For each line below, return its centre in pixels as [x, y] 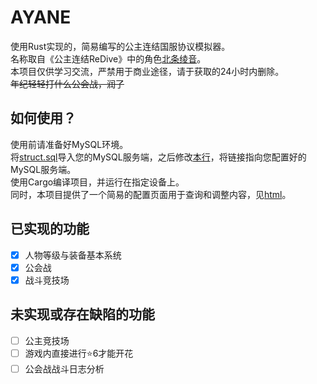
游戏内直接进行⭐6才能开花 [79, 353]
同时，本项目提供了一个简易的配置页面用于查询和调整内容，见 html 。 [151, 194]
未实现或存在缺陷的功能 [82, 314]
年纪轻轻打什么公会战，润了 [67, 83]
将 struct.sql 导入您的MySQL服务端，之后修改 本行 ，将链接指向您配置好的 [158, 157]
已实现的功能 [50, 229]
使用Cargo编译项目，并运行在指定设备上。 [97, 182]
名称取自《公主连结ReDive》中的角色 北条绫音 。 [108, 58]
